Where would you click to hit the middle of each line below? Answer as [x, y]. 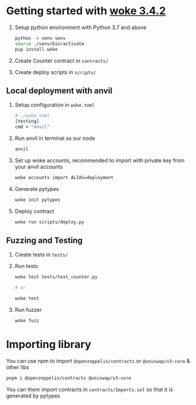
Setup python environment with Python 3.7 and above [80, 27]
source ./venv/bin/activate [49, 44]
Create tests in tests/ [41, 255]
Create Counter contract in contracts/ [61, 60]
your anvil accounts [39, 167]
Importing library [49, 345]
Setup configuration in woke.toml [55, 105]
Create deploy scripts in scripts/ [55, 72]
